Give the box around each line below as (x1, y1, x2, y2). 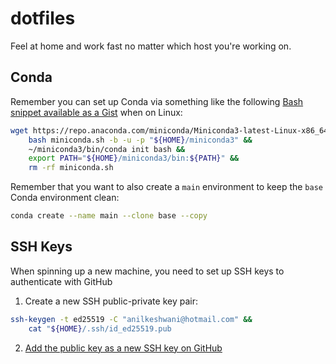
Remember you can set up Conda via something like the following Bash (10, 95, 304, 107)
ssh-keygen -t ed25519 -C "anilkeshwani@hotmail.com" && (10, 314, 253, 324)
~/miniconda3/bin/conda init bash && (28, 144, 186, 154)
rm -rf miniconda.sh (28, 163, 114, 173)
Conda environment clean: (10, 192, 120, 204)
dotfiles (10, 7, 76, 30)
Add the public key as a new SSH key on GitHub (24, 342, 223, 354)
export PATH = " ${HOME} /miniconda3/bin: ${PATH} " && (28, 153, 240, 164)
